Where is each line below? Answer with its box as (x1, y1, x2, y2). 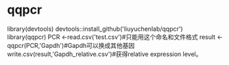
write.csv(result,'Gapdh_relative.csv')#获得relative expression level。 (7, 50, 202, 58)
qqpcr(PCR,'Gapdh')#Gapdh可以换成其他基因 (7, 41, 135, 49)
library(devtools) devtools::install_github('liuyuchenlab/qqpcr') (7, 25, 183, 33)
